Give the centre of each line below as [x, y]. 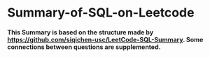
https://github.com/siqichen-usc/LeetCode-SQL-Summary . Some [105, 39]
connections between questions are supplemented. [84, 47]
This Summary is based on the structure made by [80, 32]
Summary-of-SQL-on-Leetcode [101, 13]
